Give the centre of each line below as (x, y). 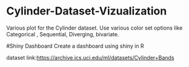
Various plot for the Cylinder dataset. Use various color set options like (94, 28)
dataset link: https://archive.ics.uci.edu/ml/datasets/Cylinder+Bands (90, 57)
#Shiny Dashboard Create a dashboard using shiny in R (75, 46)
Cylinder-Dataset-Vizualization (87, 11)
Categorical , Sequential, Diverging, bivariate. (63, 34)
